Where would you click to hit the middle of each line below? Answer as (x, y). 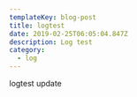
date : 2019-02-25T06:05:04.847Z (68, 34)
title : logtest (37, 26)
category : (27, 50)
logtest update (35, 83)
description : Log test (51, 42)
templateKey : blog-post (53, 17)
